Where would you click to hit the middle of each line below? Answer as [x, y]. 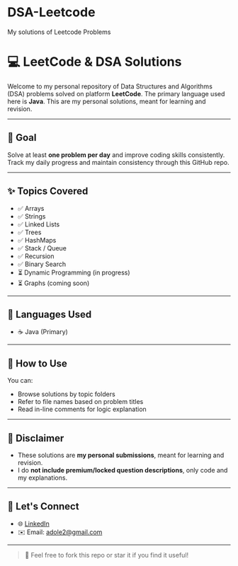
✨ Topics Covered [48, 191]
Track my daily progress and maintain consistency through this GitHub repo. [118, 162]
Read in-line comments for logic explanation [82, 409]
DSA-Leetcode [51, 12]
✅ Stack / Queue [42, 248]
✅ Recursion [36, 256]
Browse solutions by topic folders [66, 394]
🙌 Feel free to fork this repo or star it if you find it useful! [107, 555]
